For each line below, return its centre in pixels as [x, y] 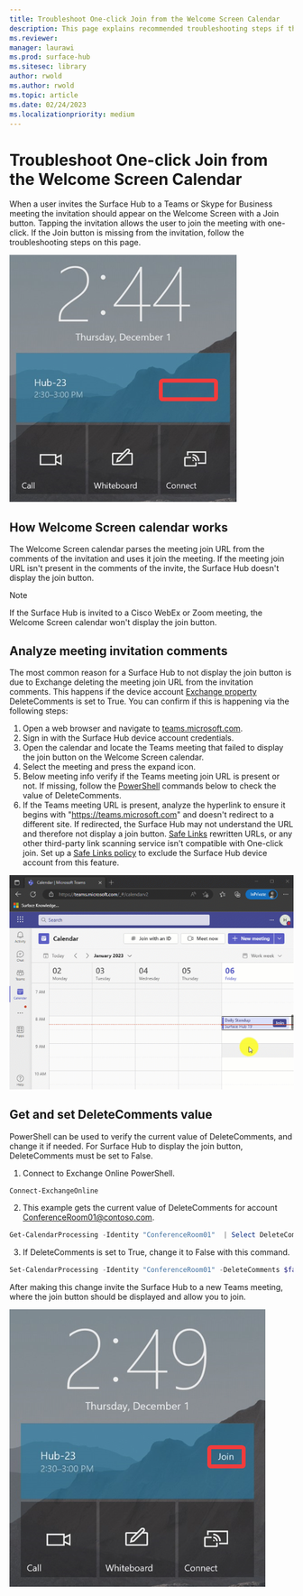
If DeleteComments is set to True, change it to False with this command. [156, 1252]
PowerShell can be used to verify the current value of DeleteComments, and [151, 1136]
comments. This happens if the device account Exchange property [133, 691]
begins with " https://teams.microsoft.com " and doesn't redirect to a [148, 814]
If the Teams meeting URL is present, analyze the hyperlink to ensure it [154, 805]
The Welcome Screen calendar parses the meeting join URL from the [137, 549]
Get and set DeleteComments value [111, 1115]
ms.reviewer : [34, 38]
